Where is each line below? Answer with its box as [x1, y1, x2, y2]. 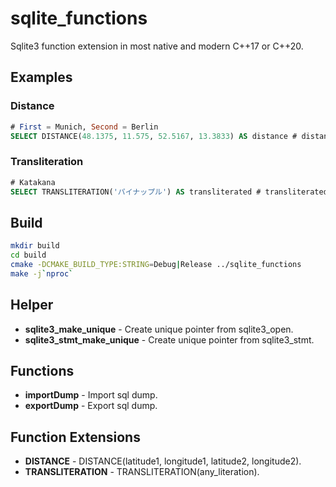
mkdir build [10, 241, 60, 251]
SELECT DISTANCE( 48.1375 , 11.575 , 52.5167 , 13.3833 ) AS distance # [10, 131, 298, 141]
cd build [10, 250, 47, 261]
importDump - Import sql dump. [24, 389, 158, 401]
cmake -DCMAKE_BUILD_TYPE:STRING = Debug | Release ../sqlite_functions [10, 259, 302, 269]
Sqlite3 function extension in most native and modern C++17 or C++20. [10, 40, 304, 52]
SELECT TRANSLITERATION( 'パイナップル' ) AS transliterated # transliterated [10, 187, 328, 197]
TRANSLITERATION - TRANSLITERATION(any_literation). [24, 466, 260, 478]
